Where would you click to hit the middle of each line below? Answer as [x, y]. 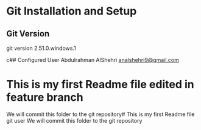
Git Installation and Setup [72, 11]
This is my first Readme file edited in [100, 85]
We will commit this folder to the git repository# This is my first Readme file [100, 114]
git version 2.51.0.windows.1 [41, 48]
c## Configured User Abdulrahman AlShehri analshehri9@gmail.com [93, 60]
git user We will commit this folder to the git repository [74, 120]
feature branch [45, 97]
